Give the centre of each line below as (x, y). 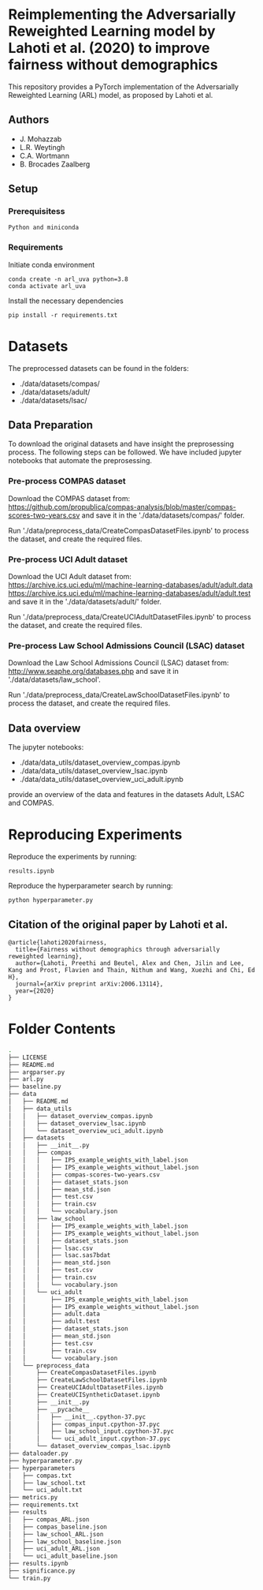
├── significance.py (42, 1571)
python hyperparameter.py (50, 900)
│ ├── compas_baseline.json (58, 1527)
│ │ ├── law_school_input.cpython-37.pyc (91, 1431)
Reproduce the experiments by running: (72, 857)
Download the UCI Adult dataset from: (70, 577)
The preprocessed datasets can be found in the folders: (98, 368)
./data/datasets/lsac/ (53, 400)
